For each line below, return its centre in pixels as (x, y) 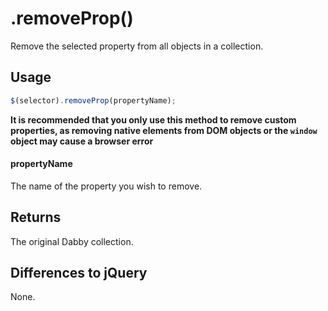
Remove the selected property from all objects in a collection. (137, 46)
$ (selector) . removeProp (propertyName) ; (93, 100)
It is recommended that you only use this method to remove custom (153, 119)
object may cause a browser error (82, 141)
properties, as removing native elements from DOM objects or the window (164, 130)
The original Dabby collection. (72, 241)
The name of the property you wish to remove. (106, 186)
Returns (36, 217)
